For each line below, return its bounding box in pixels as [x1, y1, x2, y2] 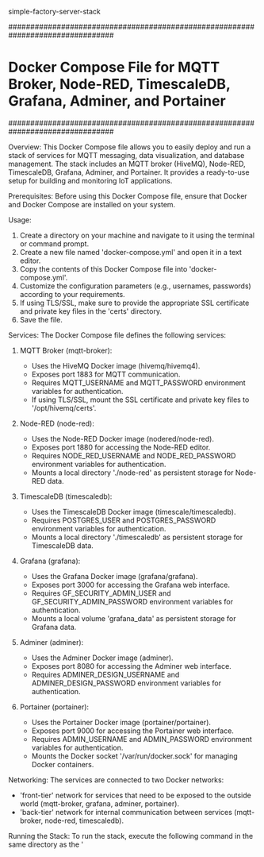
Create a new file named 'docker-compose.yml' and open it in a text [19, 247, 242, 257]
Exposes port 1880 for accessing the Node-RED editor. [31, 442, 211, 452]
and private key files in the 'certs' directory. [19, 306, 163, 316]
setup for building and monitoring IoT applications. [8, 176, 173, 185]
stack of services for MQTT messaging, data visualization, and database [8, 150, 245, 160]
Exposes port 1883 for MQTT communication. [31, 369, 181, 379]
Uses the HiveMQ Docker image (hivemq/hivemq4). [31, 361, 201, 370]
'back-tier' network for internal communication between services [19, 807, 232, 816]
